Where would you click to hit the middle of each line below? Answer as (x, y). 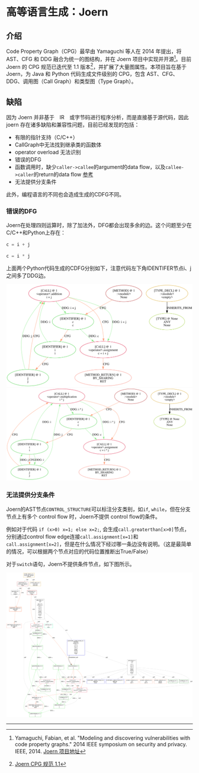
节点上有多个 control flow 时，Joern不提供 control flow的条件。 (84, 516)
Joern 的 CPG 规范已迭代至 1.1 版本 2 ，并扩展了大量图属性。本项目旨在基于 (96, 66)
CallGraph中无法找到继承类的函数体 (58, 145)
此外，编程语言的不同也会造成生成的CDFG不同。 (65, 195)
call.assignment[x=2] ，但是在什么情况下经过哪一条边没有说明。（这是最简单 (99, 544)
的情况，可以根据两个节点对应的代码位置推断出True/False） (79, 551)
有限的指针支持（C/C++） (46, 138)
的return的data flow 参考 (63, 174)
